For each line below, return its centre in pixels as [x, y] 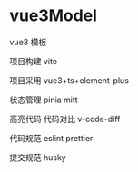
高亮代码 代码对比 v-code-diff [65, 119]
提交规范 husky [38, 157]
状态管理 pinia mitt [44, 100]
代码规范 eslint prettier [51, 138]
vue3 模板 [28, 42]
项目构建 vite [33, 61]
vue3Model [54, 16]
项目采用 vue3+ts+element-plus [69, 80]
